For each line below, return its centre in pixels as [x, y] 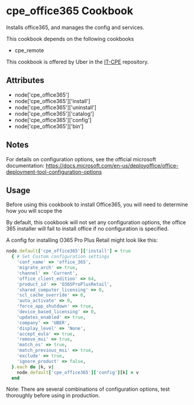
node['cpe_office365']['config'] [53, 120]
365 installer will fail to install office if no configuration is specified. [88, 229]
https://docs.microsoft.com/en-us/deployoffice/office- [112, 165]
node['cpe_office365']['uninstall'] [55, 107]
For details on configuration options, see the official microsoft [81, 159]
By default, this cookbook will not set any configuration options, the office [96, 222]
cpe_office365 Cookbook [70, 11]
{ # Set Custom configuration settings [61, 257]
